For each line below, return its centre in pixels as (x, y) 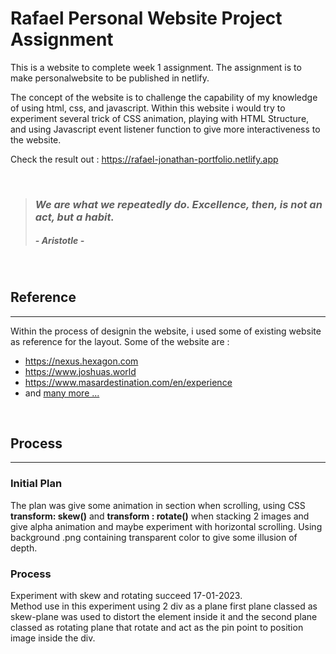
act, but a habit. (74, 217)
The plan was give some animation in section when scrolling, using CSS (158, 505)
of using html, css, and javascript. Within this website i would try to (148, 108)
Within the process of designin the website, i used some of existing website (166, 331)
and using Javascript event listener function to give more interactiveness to (165, 129)
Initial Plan (36, 484)
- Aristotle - (59, 241)
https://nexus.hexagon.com (81, 361)
